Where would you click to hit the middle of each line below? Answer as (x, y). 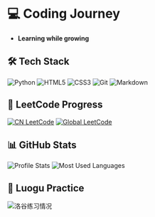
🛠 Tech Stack (38, 62)
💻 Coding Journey (64, 14)
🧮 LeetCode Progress (55, 105)
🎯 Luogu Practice (46, 188)
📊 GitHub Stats (42, 145)
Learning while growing (53, 38)
